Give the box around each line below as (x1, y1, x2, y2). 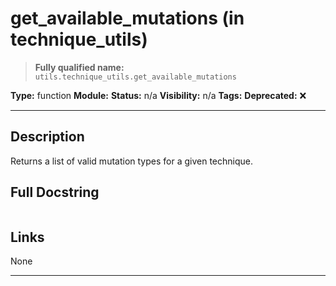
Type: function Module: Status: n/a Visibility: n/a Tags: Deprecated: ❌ (10, 89, 307, 101)
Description (10, 128, 85, 146)
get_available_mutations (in (10, 7, 245, 30)
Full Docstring (10, 184, 100, 201)
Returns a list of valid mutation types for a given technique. (10, 155, 253, 167)
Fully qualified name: (34, 61, 125, 73)
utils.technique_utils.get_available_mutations (34, 72, 237, 82)
